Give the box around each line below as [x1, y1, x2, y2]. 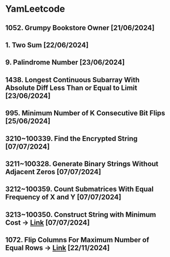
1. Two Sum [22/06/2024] [5, 40, 89, 49]
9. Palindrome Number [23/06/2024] [5, 58, 125, 67]
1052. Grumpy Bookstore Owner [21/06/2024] [5, 24, 155, 32]
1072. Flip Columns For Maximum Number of [5, 236, 150, 244]
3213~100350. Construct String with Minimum [5, 210, 156, 219]
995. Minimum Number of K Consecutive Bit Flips [5, 109, 165, 118]
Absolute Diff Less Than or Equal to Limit [5, 83, 137, 92]
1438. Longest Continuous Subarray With [5, 75, 140, 84]
